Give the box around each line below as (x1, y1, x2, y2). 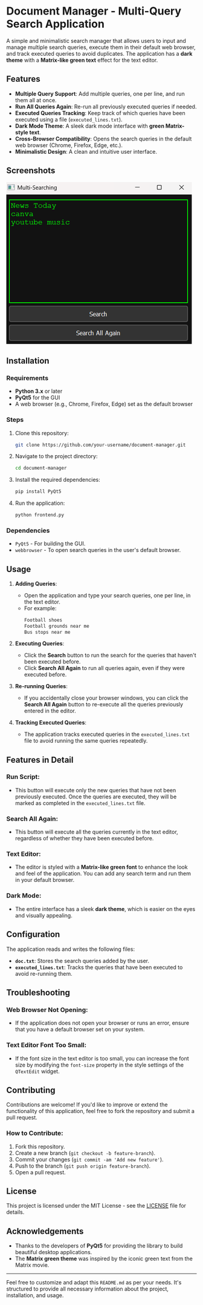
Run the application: (14, 499, 65, 507)
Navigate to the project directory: (14, 453, 98, 460)
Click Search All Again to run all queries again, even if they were (24, 665, 185, 672)
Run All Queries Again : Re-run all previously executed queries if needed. (14, 103, 197, 110)
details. (6, 1209, 25, 1216)
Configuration (6, 929, 60, 939)
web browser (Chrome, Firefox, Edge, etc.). (14, 141, 123, 149)
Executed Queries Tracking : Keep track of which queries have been (14, 109, 185, 116)
